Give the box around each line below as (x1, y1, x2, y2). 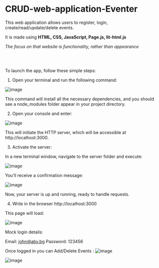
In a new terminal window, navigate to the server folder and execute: (5, 153, 143, 159)
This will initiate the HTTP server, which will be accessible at (5, 129, 126, 135)
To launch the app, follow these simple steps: (5, 67, 96, 74)
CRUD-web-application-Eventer (5, 3, 138, 15)
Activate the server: (12, 144, 52, 150)
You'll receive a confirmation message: (5, 172, 83, 178)
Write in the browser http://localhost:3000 (12, 201, 97, 207)
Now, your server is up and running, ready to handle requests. (5, 191, 130, 197)
